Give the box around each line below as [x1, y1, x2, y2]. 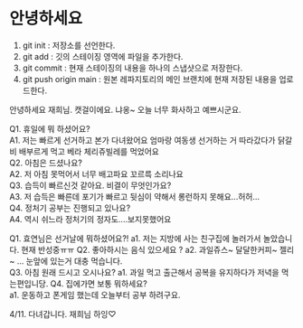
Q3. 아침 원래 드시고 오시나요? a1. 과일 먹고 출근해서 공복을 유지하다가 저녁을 [9, 267, 279, 277]
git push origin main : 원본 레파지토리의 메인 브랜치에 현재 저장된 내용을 [22, 73, 278, 84]
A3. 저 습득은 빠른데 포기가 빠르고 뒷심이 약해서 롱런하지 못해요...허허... [9, 191, 260, 201]
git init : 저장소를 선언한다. [22, 40, 116, 51]
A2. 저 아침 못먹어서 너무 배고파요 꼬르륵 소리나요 [9, 168, 184, 179]
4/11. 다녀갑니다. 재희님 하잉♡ [9, 308, 117, 319]
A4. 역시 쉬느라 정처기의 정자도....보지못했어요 [9, 213, 172, 224]
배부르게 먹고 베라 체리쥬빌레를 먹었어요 [18, 145, 160, 156]
